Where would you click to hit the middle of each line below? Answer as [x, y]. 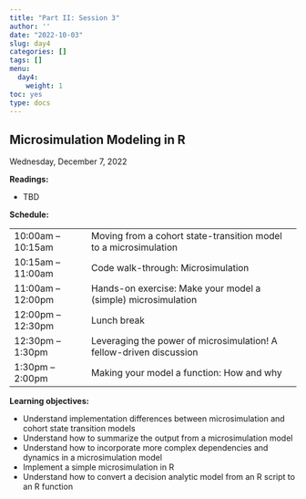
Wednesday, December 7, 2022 [68, 161]
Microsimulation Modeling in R [97, 139]
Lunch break [118, 320]
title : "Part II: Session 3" [65, 18]
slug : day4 [30, 43]
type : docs [30, 103]
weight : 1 [45, 86]
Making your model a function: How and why [186, 373]
